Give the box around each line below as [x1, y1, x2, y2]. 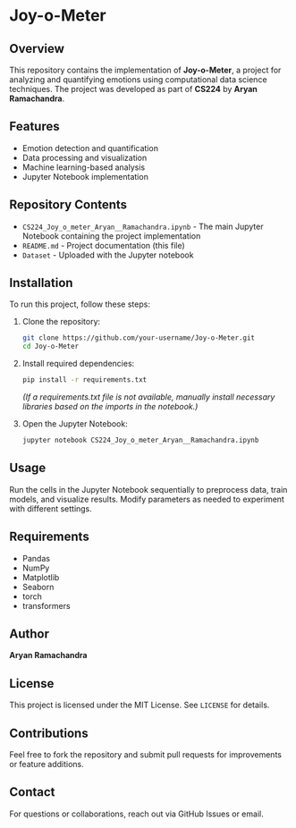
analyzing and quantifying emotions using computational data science [9, 74, 267, 85]
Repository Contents [9, 198, 128, 213]
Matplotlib [21, 571, 60, 582]
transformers [21, 600, 71, 611]
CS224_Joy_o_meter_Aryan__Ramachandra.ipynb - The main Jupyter [21, 221, 264, 232]
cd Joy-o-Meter [21, 342, 80, 351]
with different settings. [9, 503, 92, 514]
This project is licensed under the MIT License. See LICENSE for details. [9, 699, 270, 711]
